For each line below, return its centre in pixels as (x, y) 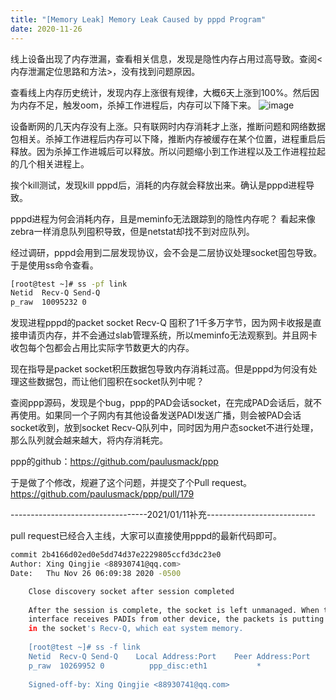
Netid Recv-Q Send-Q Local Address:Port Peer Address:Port (169, 656)
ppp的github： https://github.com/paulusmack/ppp (114, 462)
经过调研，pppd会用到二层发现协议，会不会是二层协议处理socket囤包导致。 (166, 252)
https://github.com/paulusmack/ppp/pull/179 (102, 494)
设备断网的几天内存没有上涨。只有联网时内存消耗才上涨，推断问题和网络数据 (168, 126)
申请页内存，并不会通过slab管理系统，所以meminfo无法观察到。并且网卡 (168, 335)
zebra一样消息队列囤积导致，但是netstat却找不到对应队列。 (132, 231)
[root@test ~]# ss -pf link (69, 284)
